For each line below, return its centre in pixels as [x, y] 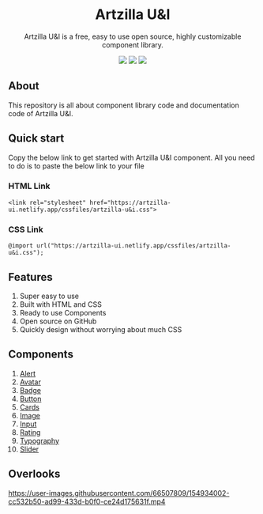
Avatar [30, 382]
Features [30, 277]
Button [30, 399]
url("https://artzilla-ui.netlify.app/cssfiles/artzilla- [134, 246]
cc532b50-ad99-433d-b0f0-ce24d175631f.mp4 [87, 501]
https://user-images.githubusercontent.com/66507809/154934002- [119, 493]
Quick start [36, 139]
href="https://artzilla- [130, 202]
